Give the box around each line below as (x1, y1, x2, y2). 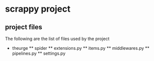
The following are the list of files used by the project (5, 36, 110, 41)
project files (5, 23, 42, 31)
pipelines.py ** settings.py (12, 50, 66, 56)
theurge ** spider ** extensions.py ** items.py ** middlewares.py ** (12, 45, 150, 51)
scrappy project (5, 3, 71, 15)
